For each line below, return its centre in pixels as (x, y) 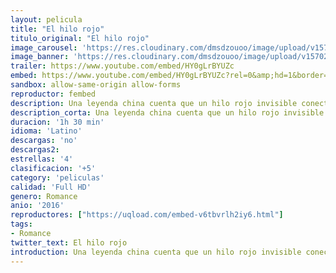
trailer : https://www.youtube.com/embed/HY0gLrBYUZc (122, 66)
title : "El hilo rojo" (57, 29)
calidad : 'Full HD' (51, 187)
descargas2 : (35, 150)
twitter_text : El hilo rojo (69, 242)
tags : (21, 224)
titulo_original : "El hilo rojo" (80, 38)
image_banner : (40, 57)
